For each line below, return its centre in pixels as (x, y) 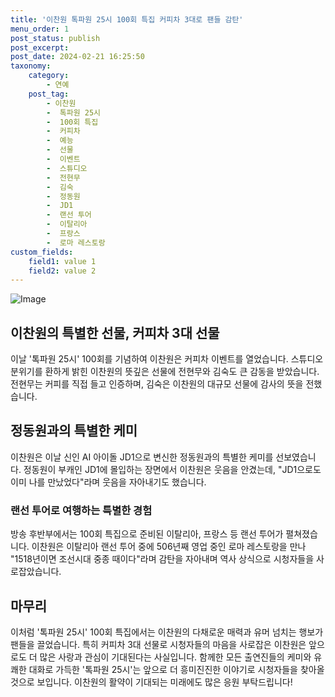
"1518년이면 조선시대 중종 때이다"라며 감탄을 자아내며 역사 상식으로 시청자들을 (162, 559)
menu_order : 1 (40, 29)
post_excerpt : (40, 47)
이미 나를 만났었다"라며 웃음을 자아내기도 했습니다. (108, 482)
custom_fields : (42, 252)
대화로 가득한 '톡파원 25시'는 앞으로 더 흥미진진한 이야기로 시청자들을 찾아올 (176, 669)
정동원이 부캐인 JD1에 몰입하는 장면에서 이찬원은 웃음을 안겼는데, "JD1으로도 (172, 469)
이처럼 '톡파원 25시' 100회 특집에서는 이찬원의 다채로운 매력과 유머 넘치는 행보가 (167, 632)
